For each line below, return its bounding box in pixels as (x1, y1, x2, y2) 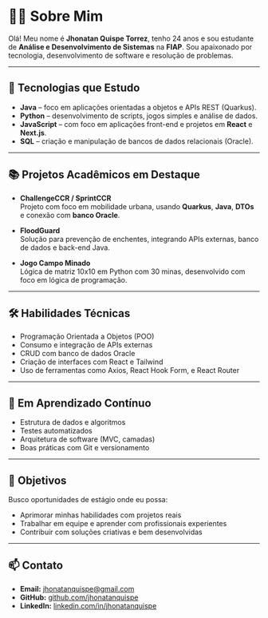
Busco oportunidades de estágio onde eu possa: (8, 495, 168, 504)
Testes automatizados (19, 426, 93, 436)
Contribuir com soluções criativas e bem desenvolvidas (19, 527, 203, 537)
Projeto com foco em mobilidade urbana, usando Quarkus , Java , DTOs (19, 201, 254, 211)
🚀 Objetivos (8, 473, 67, 487)
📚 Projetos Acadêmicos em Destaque (8, 168, 201, 182)
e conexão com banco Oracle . (19, 210, 120, 220)
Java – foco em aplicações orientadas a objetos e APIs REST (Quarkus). (19, 102, 257, 112)
